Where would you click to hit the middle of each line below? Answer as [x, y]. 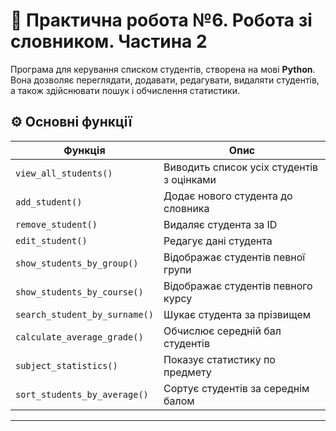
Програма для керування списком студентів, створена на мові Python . [163, 69]
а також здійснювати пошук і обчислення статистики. [125, 90]
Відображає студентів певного [238, 286]
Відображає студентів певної [234, 257]
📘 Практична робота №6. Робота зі [161, 20]
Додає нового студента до [228, 196]
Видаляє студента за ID [220, 224]
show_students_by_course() [79, 292]
